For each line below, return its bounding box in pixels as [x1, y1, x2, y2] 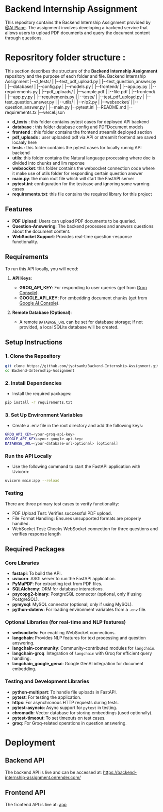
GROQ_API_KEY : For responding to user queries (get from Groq [19, 284, 147, 290]
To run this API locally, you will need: [5, 266, 79, 272]
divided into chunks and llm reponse [12, 160, 85, 166]
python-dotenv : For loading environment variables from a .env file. [12, 606, 147, 613]
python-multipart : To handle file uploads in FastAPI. [12, 689, 117, 695]
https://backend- [103, 769, 137, 775]
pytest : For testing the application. [12, 694, 81, 700]
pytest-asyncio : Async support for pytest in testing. [12, 705, 117, 710]
